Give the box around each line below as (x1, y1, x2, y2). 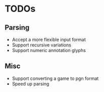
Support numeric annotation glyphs (12, 48, 86, 53)
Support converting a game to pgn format (12, 75, 99, 81)
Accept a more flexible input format (12, 36, 86, 42)
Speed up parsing (12, 80, 49, 86)
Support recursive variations (12, 42, 72, 48)
